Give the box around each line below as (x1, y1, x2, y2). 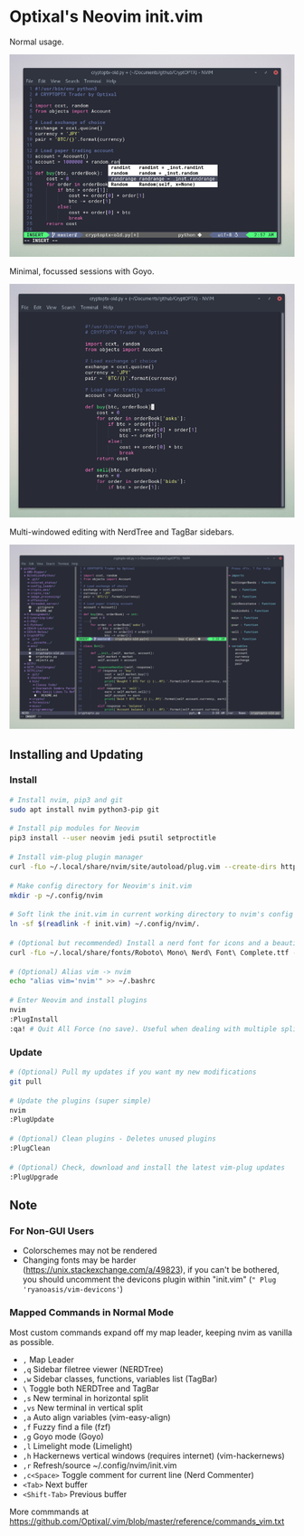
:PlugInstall (9, 1015, 59, 1024)
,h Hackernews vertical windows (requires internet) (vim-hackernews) (22, 1450, 285, 1461)
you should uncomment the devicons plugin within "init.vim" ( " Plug (22, 1274, 277, 1285)
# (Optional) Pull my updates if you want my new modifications (9, 1067, 257, 1077)
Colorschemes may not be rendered (22, 1246, 157, 1256)
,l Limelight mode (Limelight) (22, 1440, 133, 1451)
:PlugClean (9, 1144, 51, 1153)
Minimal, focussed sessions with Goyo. (9, 265, 156, 277)
